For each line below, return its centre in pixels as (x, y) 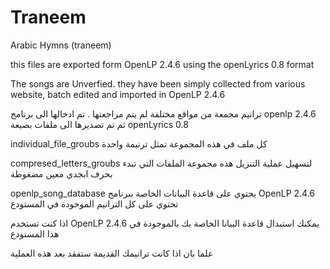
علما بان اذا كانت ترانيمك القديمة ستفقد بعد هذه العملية (112, 253)
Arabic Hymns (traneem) (61, 45)
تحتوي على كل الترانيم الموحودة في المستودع (94, 203)
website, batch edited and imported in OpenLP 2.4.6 (118, 94)
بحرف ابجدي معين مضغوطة (61, 173)
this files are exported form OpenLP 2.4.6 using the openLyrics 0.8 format (162, 64)
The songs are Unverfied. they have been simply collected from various (158, 83)
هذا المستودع (35, 233)
